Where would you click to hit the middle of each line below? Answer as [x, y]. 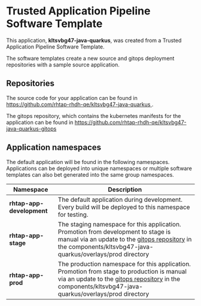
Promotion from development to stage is [114, 232]
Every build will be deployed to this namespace [124, 207]
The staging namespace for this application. [119, 224]
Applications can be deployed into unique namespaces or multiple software [99, 168]
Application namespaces [54, 148]
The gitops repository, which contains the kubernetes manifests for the [94, 116]
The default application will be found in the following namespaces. [88, 162]
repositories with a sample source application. [63, 65]
